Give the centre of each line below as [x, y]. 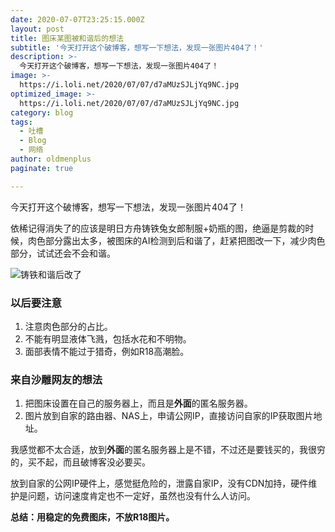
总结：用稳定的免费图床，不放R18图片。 [92, 517]
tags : [21, 122]
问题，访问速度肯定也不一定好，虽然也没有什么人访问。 [141, 496]
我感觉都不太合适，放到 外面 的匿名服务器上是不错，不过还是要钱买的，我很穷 [168, 450]
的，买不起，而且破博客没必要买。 [80, 462]
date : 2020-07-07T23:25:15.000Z [77, 19]
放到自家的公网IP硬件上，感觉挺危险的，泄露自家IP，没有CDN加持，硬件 [159, 483]
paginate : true [42, 168]
